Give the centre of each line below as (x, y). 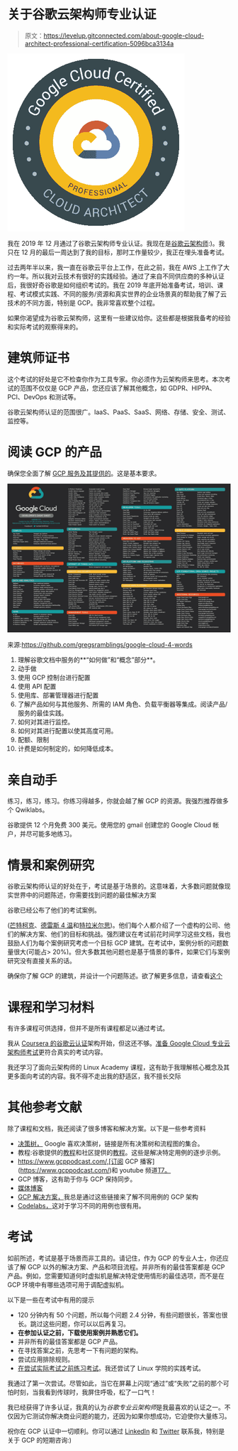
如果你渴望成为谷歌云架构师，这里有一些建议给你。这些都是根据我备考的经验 (119, 317)
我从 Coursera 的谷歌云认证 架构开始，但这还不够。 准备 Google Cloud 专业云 (119, 1043)
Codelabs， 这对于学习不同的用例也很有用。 (81, 1206)
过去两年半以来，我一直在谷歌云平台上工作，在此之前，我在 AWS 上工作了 (115, 267)
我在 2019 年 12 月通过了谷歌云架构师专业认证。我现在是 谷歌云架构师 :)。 (113, 243)
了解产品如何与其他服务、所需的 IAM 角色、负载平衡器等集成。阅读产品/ (123, 705)
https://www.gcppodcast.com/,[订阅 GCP (78, 1161)
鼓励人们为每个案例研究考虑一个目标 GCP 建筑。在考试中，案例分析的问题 (115, 943)
